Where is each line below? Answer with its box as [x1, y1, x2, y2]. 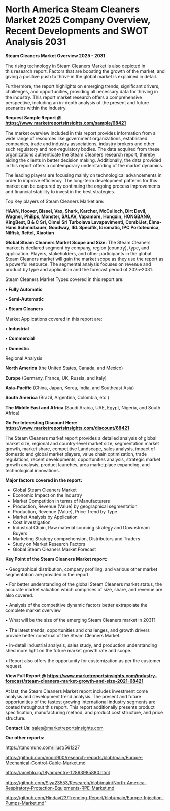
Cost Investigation [12, 519, 51, 525]
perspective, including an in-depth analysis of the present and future [5, 99, 149, 105]
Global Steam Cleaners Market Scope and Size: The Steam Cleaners [5, 239, 151, 245]
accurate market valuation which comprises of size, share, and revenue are [5, 586, 163, 592]
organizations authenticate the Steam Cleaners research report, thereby [5, 151, 156, 158]
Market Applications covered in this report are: [5, 316, 103, 322]
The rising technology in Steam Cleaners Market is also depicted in [5, 63, 146, 69]
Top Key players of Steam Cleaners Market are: [5, 198, 104, 204]
